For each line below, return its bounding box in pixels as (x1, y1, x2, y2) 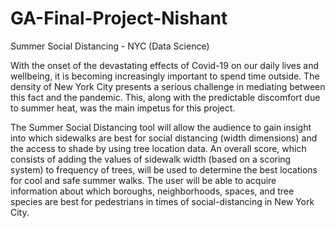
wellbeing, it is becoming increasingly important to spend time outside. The (10, 70, 320, 82)
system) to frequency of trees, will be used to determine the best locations (10, 163, 318, 176)
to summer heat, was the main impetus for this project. (10, 102, 236, 114)
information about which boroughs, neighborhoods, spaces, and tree (10, 185, 295, 197)
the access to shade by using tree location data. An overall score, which (10, 142, 307, 154)
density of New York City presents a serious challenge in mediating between (10, 80, 326, 92)
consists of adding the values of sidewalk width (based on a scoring (10, 153, 292, 165)
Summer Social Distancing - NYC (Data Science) (10, 40, 210, 52)
